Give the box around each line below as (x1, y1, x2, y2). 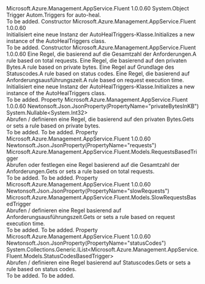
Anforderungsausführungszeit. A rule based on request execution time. (6, 77, 185, 83)
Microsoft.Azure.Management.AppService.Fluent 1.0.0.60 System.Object (6, 5, 190, 12)
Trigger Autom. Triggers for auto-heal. (6, 11, 101, 18)
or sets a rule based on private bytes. (6, 122, 100, 129)
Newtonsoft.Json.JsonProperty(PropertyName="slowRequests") (6, 187, 170, 194)
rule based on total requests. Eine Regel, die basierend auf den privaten (6, 57, 187, 64)
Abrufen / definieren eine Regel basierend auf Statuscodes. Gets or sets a (6, 259, 191, 266)
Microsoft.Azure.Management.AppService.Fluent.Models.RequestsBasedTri (6, 148, 198, 155)
